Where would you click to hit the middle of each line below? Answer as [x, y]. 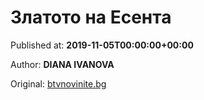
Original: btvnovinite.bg [58, 83]
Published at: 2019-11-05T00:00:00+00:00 [102, 45]
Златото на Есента [91, 17]
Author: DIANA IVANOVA [62, 64]
